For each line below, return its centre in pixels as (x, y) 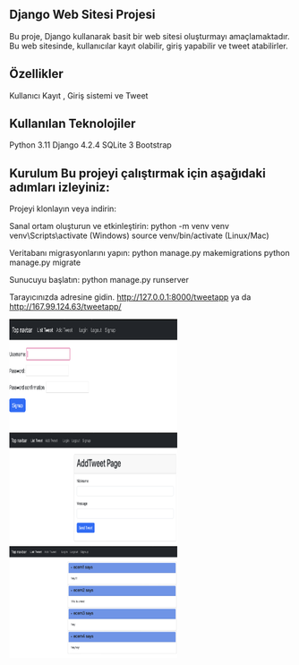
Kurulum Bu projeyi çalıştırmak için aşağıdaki (137, 173)
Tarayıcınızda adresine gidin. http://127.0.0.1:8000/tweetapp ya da (130, 297)
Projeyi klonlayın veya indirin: (63, 209)
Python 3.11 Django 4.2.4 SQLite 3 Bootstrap (90, 145)
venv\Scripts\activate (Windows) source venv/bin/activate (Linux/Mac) (140, 235)
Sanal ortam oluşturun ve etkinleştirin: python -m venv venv (120, 226)
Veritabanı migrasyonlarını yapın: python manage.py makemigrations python (149, 253)
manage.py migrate (45, 262)
